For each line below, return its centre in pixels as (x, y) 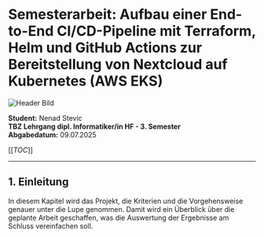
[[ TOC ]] (20, 150)
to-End (31, 31)
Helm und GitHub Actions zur (105, 48)
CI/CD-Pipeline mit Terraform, (156, 31)
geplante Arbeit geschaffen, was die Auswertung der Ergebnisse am (119, 217)
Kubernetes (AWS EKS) (86, 81)
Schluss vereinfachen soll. (51, 226)
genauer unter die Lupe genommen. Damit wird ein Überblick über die (121, 209)
